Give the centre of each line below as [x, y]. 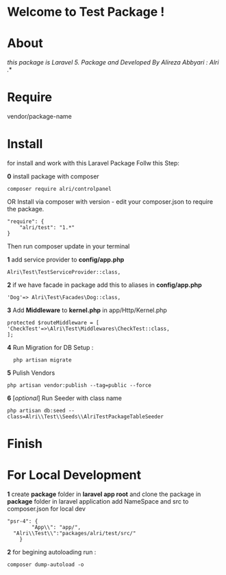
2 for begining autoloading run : [52, 552]
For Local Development [74, 475]
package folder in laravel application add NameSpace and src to [98, 502]
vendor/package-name [39, 117]
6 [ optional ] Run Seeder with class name [64, 398]
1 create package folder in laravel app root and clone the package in [104, 494]
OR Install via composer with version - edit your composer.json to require [110, 202]
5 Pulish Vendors [31, 373]
